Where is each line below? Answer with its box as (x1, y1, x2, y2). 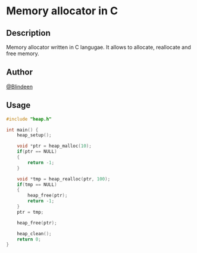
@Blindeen (6, 83, 33, 90)
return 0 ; (17, 236, 42, 242)
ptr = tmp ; (17, 209, 44, 215)
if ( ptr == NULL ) (17, 149, 58, 155)
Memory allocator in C (6, 4, 118, 18)
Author (6, 67, 33, 77)
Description (6, 28, 51, 38)
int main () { (6, 127, 39, 133)
